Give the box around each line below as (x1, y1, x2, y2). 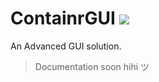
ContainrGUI (10, 7, 116, 30)
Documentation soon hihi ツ (34, 60, 150, 72)
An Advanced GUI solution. (10, 40, 122, 52)
